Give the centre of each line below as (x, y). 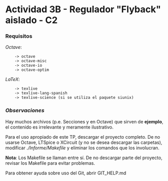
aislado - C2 (31, 20)
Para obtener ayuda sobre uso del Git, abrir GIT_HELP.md (66, 173)
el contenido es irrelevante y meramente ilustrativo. (59, 127)
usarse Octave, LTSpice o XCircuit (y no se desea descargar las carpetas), (84, 142)
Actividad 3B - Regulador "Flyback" (83, 9)
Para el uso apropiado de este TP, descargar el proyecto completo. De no (83, 137)
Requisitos (19, 36)
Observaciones (25, 111)
